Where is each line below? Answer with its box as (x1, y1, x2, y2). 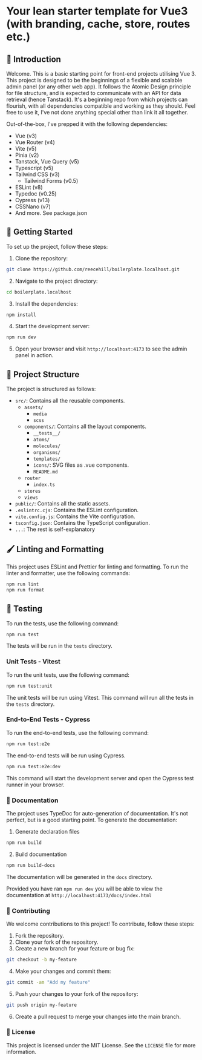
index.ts (33, 482, 56, 488)
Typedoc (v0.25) (15, 190, 57, 197)
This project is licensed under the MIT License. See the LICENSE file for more (6, 1041, 196, 1048)
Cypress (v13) (15, 197, 50, 203)
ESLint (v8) (15, 183, 44, 191)
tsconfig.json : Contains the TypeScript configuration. (15, 519, 150, 527)
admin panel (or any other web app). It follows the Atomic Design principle (6, 83, 192, 90)
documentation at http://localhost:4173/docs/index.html (6, 891, 152, 898)
